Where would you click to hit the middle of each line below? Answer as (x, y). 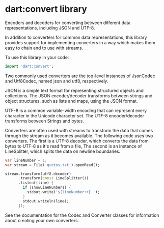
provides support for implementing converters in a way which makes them (80, 42)
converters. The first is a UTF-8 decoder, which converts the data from (77, 141)
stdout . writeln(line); (46, 201)
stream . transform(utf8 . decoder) (38, 174)
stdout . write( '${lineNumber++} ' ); (63, 192)
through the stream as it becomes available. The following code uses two (79, 136)
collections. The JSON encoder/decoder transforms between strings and (79, 96)
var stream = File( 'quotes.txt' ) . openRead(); (52, 165)
